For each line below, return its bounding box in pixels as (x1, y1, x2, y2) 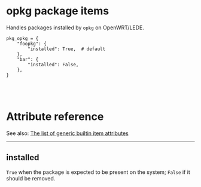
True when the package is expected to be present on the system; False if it (6, 168, 190, 176)
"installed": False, (28, 62, 79, 68)
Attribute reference (6, 110, 104, 124)
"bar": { (17, 56, 39, 62)
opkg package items (6, 4, 109, 18)
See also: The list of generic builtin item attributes (6, 130, 129, 137)
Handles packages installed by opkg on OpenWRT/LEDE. (6, 24, 145, 31)
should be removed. (6, 174, 56, 182)
